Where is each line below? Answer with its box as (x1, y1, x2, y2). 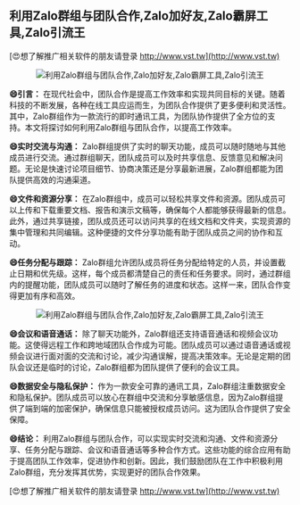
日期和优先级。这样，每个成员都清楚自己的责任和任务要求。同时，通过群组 (16, 268, 291, 278)
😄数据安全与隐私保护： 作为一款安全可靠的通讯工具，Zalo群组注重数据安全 (9, 380, 286, 391)
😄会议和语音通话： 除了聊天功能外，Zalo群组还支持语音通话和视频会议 (9, 328, 271, 339)
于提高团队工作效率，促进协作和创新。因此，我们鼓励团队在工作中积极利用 (9, 455, 283, 466)
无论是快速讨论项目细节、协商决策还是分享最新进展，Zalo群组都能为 (24, 163, 276, 174)
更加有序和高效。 (16, 290, 80, 301)
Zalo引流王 (25, 25, 86, 40)
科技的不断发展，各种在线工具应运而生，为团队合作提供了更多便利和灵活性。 (9, 99, 291, 110)
